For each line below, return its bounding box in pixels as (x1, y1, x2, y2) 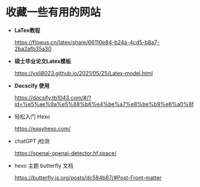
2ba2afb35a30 (14, 45, 52, 52)
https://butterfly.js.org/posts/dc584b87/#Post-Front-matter (14, 174, 162, 181)
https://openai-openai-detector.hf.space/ (14, 149, 117, 157)
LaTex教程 (14, 27, 40, 34)
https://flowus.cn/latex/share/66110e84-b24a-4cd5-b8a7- (14, 39, 160, 46)
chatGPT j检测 (14, 137, 50, 145)
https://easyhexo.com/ (14, 125, 71, 132)
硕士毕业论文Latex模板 (14, 57, 72, 65)
